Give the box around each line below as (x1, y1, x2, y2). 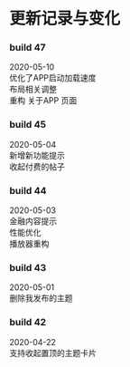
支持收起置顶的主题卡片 (9, 347, 97, 358)
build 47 (9, 42, 47, 54)
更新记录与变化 (9, 8, 121, 29)
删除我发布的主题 (9, 293, 73, 304)
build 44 (9, 184, 47, 197)
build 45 (9, 119, 47, 131)
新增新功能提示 (9, 150, 65, 160)
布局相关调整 (9, 83, 57, 95)
